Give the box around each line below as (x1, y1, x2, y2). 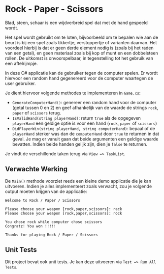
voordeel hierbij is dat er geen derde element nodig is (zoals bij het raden (5, 45, 154, 51)
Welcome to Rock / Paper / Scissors (5, 198, 80, 203)
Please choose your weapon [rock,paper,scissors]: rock (5, 211, 122, 216)
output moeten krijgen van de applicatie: (5, 188, 87, 194)
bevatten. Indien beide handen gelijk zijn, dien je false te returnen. (12, 141, 148, 147)
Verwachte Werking (5, 165, 68, 173)
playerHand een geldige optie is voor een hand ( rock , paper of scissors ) (12, 120, 157, 126)
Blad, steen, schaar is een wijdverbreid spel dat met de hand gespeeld (5, 20, 148, 26)
